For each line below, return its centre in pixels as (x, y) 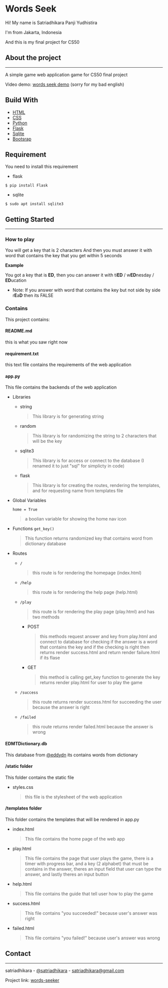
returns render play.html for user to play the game (91, 683)
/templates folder (24, 808)
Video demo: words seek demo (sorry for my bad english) (65, 84)
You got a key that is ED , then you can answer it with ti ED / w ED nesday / (79, 275)
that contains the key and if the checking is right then (95, 647)
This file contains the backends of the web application (61, 387)
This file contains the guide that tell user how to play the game (89, 894)
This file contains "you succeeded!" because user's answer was (91, 913)
